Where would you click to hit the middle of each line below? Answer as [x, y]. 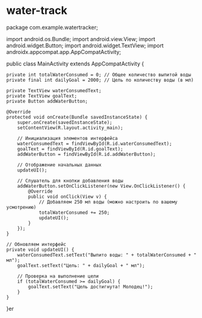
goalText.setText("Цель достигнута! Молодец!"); [91, 287]
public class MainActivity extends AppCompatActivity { [75, 64]
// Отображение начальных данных [59, 165]
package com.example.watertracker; [52, 27]
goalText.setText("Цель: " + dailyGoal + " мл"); [81, 265]
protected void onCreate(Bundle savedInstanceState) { [77, 117]
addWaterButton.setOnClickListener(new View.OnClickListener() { [102, 186]
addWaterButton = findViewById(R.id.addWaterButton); [86, 154]
